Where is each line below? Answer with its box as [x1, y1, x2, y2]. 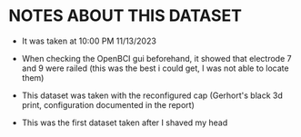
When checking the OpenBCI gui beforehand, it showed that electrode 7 [21, 53, 292, 64]
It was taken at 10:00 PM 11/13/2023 [21, 35, 156, 46]
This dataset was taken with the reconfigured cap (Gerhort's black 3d [21, 90, 283, 101]
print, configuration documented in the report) [21, 99, 195, 110]
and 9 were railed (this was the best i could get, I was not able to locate [21, 63, 289, 73]
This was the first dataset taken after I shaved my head [21, 117, 228, 128]
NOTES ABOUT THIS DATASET [8, 5, 243, 26]
